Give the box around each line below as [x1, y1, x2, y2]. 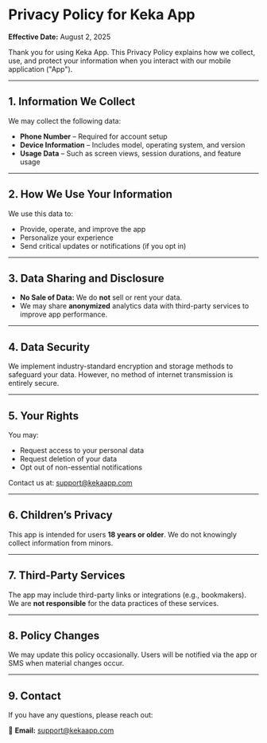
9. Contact [8, 689, 61, 702]
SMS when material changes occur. [8, 658, 125, 668]
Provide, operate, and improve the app [19, 224, 146, 234]
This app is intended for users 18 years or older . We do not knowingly [8, 529, 237, 539]
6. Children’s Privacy [8, 509, 113, 522]
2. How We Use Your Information [8, 187, 173, 201]
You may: [8, 430, 39, 439]
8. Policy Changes [8, 629, 100, 643]
